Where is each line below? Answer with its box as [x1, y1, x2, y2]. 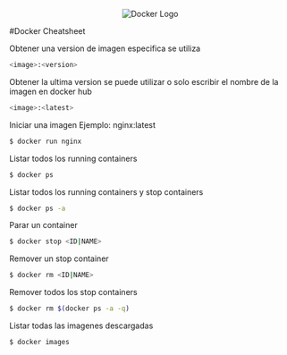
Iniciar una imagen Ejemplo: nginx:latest [9, 119, 156, 130]
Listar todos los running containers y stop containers [9, 186, 204, 197]
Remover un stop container [9, 253, 109, 264]
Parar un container [9, 220, 78, 231]
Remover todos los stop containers [9, 287, 138, 298]
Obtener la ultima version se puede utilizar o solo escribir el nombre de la [9, 76, 279, 87]
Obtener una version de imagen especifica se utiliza [9, 43, 201, 54]
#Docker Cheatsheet [9, 26, 86, 36]
